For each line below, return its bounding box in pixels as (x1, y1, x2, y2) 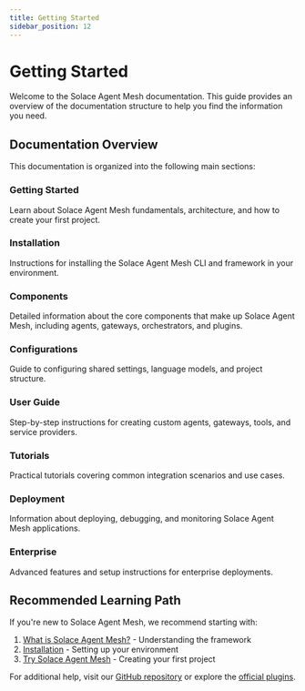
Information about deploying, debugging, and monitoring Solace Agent (9, 513, 275, 524)
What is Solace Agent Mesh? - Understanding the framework (22, 635, 252, 645)
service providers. (9, 426, 77, 437)
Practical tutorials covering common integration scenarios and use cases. (9, 470, 285, 481)
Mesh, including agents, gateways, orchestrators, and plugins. (9, 320, 243, 331)
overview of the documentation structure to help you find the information (9, 101, 283, 112)
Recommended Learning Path (9, 593, 182, 608)
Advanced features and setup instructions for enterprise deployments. (9, 566, 273, 577)
